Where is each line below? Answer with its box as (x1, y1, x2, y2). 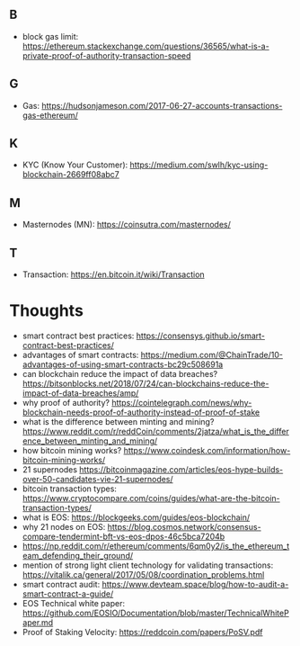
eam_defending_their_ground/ (22, 551, 134, 561)
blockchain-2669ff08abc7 (22, 169, 119, 180)
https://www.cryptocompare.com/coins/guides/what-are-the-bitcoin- (22, 493, 280, 503)
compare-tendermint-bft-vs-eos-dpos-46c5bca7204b (22, 531, 225, 542)
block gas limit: (22, 31, 79, 41)
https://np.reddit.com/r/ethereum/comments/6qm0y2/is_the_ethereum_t (22, 541, 290, 552)
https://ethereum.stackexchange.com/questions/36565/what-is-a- (22, 40, 269, 51)
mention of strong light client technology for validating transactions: (22, 560, 274, 570)
